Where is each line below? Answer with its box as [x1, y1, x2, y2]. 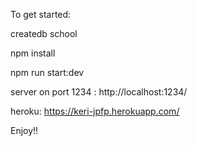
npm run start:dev [10, 67, 85, 78]
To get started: [10, 9, 72, 20]
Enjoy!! [10, 125, 39, 136]
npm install [10, 47, 56, 59]
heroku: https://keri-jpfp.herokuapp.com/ [10, 105, 180, 117]
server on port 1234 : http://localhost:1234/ [10, 86, 188, 98]
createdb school [10, 28, 78, 39]
